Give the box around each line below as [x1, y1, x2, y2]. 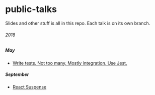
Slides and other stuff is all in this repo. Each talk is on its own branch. [5, 20, 150, 26]
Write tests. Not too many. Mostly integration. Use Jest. [12, 60, 127, 66]
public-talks [5, 4, 57, 15]
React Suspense [12, 84, 47, 90]
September [5, 71, 29, 77]
